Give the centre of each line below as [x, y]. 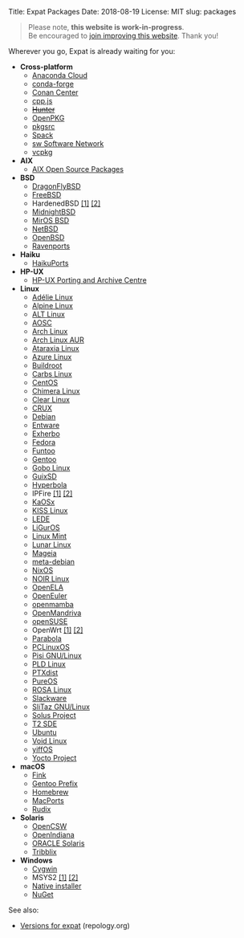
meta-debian [53, 562]
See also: [24, 910]
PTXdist [45, 673]
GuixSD [45, 476]
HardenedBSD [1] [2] [66, 203]
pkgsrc [43, 126]
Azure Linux [52, 357]
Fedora [44, 442]
